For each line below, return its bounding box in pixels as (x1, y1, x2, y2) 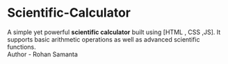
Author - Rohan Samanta (7, 50, 79, 58)
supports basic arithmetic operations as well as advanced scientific (7, 35, 200, 43)
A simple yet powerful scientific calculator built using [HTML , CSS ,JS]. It (7, 28, 221, 36)
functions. (7, 42, 36, 51)
